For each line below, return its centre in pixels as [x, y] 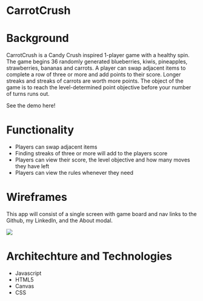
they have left [32, 166]
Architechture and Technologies [89, 256]
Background [38, 39]
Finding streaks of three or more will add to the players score [91, 154]
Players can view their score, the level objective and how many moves [102, 160]
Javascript [28, 273]
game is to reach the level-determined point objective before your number [99, 87]
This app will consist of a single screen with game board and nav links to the [101, 214]
